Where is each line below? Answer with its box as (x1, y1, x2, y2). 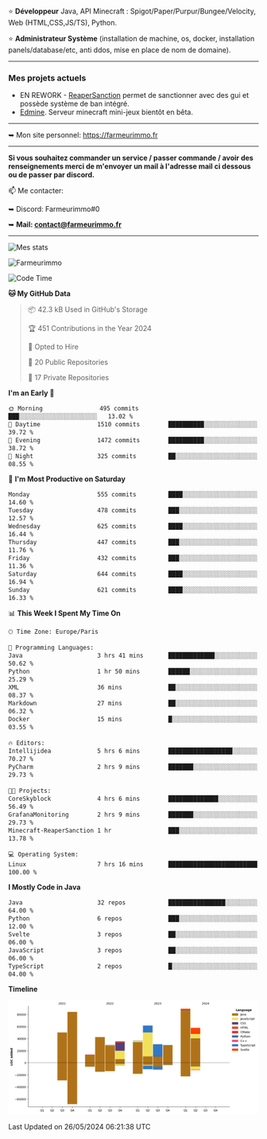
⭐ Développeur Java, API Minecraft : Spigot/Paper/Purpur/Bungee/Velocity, (8, 6, 256, 16)
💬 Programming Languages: (8, 643, 94, 652)
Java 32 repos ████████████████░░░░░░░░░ (8, 899, 258, 907)
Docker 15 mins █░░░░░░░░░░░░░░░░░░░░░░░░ (8, 715, 258, 724)
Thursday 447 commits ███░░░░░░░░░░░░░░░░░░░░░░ (8, 538, 258, 546)
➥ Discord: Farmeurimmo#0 (8, 204, 100, 214)
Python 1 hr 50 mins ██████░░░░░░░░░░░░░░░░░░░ (8, 667, 258, 676)
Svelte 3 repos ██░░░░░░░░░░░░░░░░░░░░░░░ (8, 931, 258, 939)
